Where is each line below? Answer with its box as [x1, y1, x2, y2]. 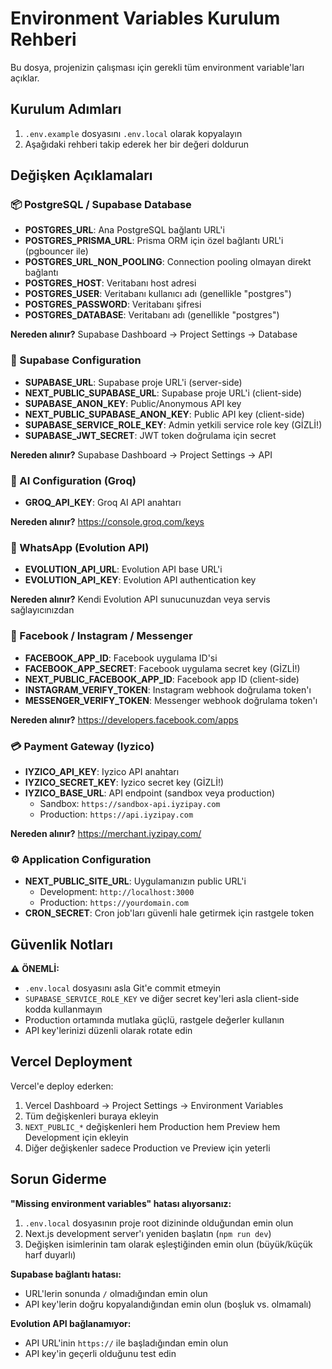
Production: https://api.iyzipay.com [39, 808, 194, 820]
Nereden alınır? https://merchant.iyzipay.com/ [10, 827, 202, 839]
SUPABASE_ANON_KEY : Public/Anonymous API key [24, 397, 242, 409]
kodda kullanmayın [24, 1003, 103, 1016]
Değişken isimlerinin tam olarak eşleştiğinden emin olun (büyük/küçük [24, 1238, 313, 1250]
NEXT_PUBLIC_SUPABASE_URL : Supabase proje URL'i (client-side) [24, 387, 303, 399]
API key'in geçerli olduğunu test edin [24, 1347, 177, 1359]
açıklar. [10, 72, 40, 84]
